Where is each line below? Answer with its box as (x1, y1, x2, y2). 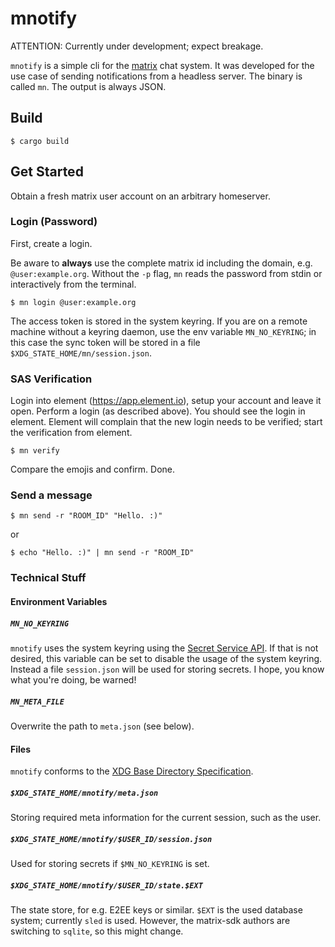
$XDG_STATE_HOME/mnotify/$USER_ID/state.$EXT (10, 880, 203, 891)
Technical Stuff (10, 571, 87, 585)
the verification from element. (10, 427, 133, 439)
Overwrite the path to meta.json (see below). (10, 720, 195, 732)
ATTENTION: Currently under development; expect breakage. (10, 40, 264, 52)
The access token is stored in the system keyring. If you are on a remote (10, 315, 308, 327)
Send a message (10, 488, 93, 502)
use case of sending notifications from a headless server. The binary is (10, 70, 303, 82)
